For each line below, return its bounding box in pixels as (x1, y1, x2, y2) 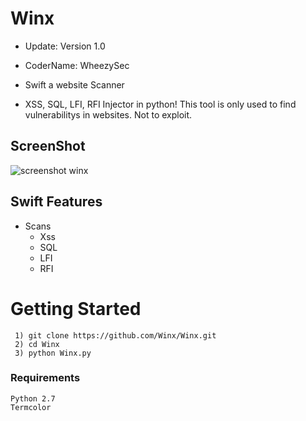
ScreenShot (10, 138, 86, 155)
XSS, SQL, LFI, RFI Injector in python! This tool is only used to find (24, 98, 297, 110)
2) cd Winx (14, 339, 60, 349)
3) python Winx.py (14, 348, 92, 358)
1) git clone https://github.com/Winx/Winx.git (14, 330, 217, 341)
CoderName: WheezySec (24, 59, 130, 71)
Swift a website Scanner (24, 78, 125, 91)
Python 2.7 (10, 393, 56, 404)
